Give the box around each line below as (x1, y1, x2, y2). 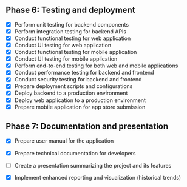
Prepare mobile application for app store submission (14, 103, 146, 110)
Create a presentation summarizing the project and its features (14, 161, 172, 169)
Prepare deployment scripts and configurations (14, 83, 133, 90)
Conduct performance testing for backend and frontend (14, 69, 154, 76)
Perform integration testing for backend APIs (14, 27, 127, 35)
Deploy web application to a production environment (14, 97, 146, 104)
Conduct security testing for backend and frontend (14, 76, 142, 83)
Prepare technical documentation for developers (14, 149, 136, 157)
